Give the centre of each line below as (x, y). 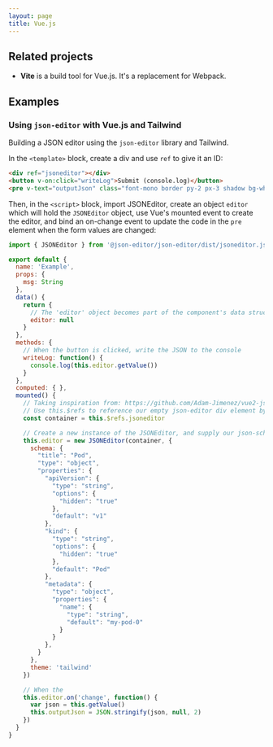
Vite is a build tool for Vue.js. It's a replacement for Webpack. (123, 76)
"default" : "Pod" (81, 569)
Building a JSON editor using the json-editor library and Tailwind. (119, 142)
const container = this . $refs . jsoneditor (94, 418)
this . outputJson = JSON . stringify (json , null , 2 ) (115, 713)
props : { (30, 275)
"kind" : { (61, 531)
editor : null (52, 320)
